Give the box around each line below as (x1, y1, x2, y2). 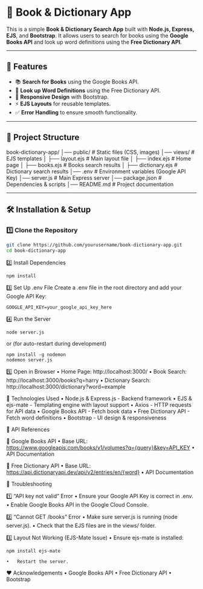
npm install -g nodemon (6, 352, 66, 358)
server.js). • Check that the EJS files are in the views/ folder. (6, 522, 156, 529)
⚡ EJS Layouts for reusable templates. (14, 100, 111, 107)
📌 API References (6, 426, 50, 433)
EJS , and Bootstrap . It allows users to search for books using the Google (6, 31, 188, 39)
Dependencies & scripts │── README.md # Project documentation (6, 180, 174, 188)
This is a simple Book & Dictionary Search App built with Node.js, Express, (6, 25, 195, 33)
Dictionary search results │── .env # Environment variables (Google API (6, 168, 186, 175)
